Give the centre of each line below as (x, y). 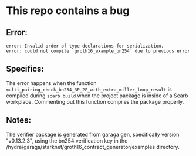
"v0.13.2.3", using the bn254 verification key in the (67, 140)
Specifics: (25, 69)
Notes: (18, 121)
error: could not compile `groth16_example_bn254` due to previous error (98, 51)
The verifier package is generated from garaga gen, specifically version (93, 134)
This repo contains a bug (68, 11)
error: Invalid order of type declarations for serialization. (85, 46)
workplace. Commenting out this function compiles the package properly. (95, 101)
